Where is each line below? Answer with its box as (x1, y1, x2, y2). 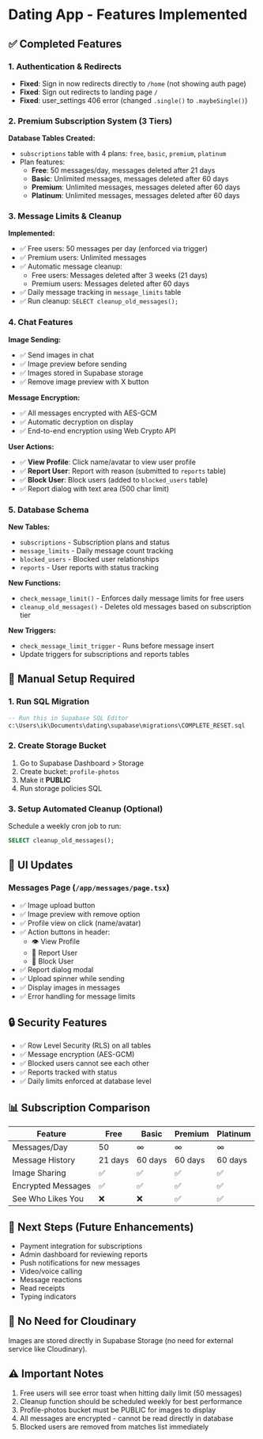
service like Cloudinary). (8, 1344, 88, 1353)
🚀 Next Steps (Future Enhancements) (8, 1220, 194, 1234)
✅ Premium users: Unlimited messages (19, 253, 147, 262)
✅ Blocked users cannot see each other (19, 1059, 150, 1068)
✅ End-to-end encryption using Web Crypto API (19, 426, 176, 435)
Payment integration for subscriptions (19, 1242, 143, 1251)
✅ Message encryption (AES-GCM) (19, 1050, 135, 1059)
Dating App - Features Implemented (8, 6, 248, 24)
